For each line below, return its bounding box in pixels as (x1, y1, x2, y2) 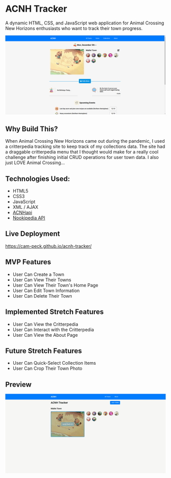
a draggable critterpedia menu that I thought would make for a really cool (5, 149, 159, 155)
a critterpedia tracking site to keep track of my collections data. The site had (5, 143, 165, 150)
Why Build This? (5, 124, 58, 133)
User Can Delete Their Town (12, 293, 72, 299)
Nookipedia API (12, 215, 46, 221)
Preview (5, 380, 32, 389)
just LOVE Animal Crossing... (5, 160, 65, 166)
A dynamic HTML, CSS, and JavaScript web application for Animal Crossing (5, 20, 164, 26)
